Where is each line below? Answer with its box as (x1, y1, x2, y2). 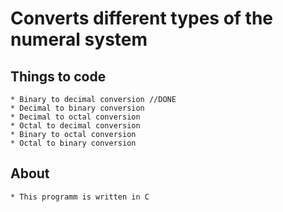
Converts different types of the (10, 7, 274, 30)
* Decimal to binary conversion (10, 103, 145, 113)
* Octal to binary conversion (10, 138, 137, 148)
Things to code (10, 68, 107, 85)
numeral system (10, 28, 148, 51)
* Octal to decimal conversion (10, 121, 141, 131)
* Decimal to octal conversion (10, 112, 141, 122)
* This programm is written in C (10, 192, 150, 202)
